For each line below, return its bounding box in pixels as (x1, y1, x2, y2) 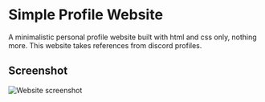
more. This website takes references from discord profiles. (8, 40, 202, 50)
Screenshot (8, 64, 68, 78)
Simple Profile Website (8, 6, 163, 24)
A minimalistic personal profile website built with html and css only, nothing (8, 32, 257, 42)
